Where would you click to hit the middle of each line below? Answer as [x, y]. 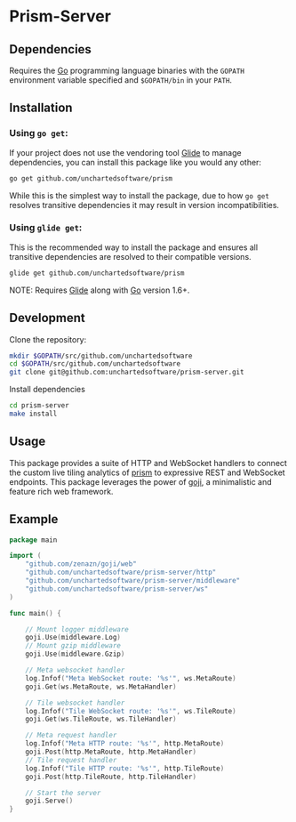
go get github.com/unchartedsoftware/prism [91, 178]
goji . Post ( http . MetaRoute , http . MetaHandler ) [111, 752]
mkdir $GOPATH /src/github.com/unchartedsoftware [101, 356]
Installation [41, 108]
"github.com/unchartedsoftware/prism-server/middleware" [133, 581]
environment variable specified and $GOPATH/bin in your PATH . [121, 80]
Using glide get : [46, 228]
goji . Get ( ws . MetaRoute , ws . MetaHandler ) [101, 687]
